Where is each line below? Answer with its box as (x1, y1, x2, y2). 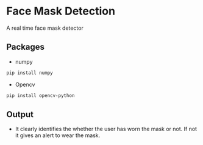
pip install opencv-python (6, 92, 75, 98)
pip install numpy (6, 70, 53, 76)
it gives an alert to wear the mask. (15, 132, 101, 139)
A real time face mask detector (6, 24, 84, 32)
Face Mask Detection (6, 4, 116, 18)
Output (6, 109, 34, 120)
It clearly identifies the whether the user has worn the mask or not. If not (15, 126, 197, 133)
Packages (6, 42, 45, 52)
